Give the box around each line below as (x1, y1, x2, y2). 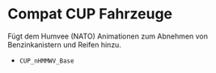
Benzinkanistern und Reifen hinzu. (7, 39, 122, 49)
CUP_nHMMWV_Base (19, 57, 74, 65)
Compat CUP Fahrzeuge (7, 5, 173, 23)
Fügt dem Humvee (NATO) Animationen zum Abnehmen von (7, 31, 208, 41)
